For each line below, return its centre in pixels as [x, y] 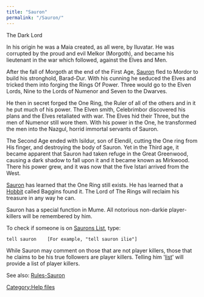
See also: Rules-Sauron [36, 275]
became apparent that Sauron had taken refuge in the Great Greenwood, [97, 154]
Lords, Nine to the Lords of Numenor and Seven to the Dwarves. [87, 91]
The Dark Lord [24, 35]
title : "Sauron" [27, 12]
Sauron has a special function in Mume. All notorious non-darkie [87, 209]
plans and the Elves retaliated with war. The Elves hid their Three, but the [98, 116]
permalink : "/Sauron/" [35, 18]
